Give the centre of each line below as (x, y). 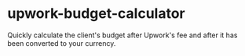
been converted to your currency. (62, 43)
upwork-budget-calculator (96, 14)
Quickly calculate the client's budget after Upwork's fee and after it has (122, 35)
